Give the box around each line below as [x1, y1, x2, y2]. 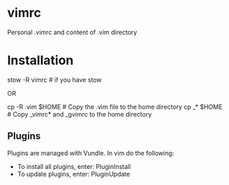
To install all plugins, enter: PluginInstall [17, 162, 131, 170]
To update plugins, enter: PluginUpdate [17, 170, 131, 178]
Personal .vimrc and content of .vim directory [7, 28, 138, 36]
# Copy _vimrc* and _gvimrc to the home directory [7, 110, 152, 118]
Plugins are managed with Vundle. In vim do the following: [7, 149, 175, 157]
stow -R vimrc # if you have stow [7, 75, 102, 84]
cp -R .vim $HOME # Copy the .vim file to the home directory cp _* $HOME [7, 103, 223, 111]
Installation [7, 52, 74, 68]
